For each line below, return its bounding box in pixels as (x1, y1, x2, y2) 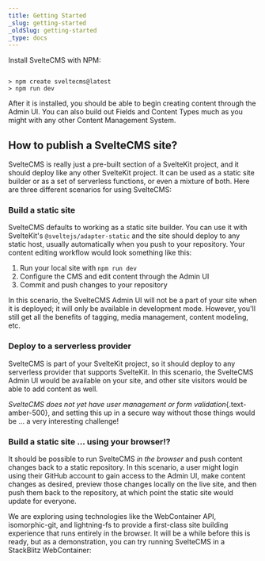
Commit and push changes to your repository (19, 280, 168, 290)
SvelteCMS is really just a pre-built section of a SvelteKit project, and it (8, 159, 239, 169)
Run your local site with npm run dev (19, 263, 137, 273)
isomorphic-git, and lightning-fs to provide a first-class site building (8, 520, 229, 529)
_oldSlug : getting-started (8, 26, 97, 34)
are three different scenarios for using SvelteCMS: (8, 185, 172, 194)
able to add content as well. (8, 384, 99, 394)
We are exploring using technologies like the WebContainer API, (8, 511, 217, 521)
